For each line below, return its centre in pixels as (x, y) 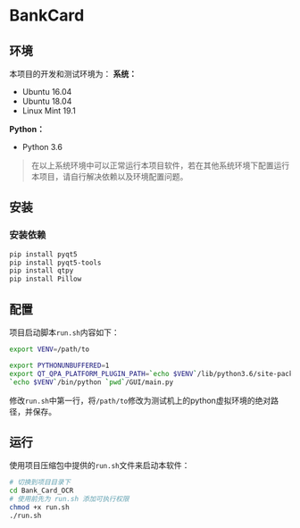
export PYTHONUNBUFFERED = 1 (59, 365)
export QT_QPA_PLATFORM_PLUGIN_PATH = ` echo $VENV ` (104, 373)
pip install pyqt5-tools (55, 263)
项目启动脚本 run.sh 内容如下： (64, 332)
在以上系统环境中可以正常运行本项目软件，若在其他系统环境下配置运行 (160, 165)
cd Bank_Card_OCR (42, 491)
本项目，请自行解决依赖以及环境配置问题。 (109, 176)
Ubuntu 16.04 (47, 92)
